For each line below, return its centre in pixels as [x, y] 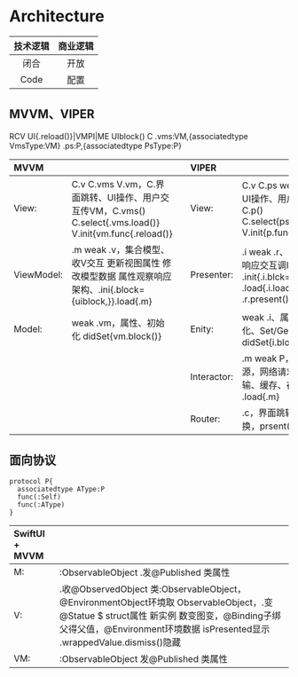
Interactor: [212, 376]
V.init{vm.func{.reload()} [122, 233]
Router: [205, 419]
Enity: [202, 328]
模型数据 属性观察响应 [126, 276]
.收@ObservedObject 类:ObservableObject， [153, 589]
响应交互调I [266, 265]
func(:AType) [41, 504]
